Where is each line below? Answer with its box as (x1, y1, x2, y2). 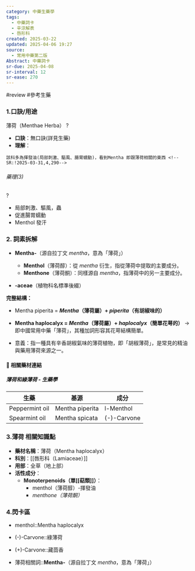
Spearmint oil (9, 414, 46, 422)
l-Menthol (104, 405, 133, 413)
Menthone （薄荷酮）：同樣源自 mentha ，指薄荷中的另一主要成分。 (23, 269, 186, 276)
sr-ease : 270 (6, 74, 38, 80)
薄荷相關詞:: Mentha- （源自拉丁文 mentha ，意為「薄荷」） (14, 559, 155, 566)
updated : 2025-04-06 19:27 (6, 42, 72, 48)
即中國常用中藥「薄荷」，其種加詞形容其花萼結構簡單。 (14, 327, 147, 334)
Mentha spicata (55, 414, 98, 422)
